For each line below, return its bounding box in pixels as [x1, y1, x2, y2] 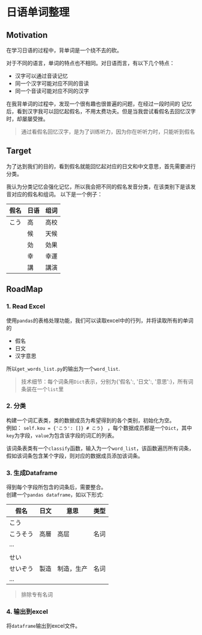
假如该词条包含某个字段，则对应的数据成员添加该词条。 [6, 452, 143, 459]
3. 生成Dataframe [6, 469, 58, 477]
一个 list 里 [37, 385, 64, 393]
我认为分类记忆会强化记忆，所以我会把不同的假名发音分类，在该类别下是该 [6, 183, 191, 190]
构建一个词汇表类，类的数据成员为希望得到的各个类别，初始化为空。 [6, 417, 175, 424]
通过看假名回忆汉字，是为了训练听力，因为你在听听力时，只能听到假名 [20, 128, 195, 135]
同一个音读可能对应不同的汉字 [14, 87, 89, 94]
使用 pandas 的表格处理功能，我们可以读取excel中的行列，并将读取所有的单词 [6, 317, 194, 324]
